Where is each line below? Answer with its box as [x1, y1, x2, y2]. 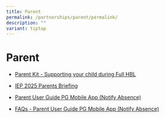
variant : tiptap [6, 25, 46, 32]
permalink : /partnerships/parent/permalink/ [6, 14, 118, 20]
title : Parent [6, 8, 42, 15]
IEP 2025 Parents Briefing [14, 82, 78, 89]
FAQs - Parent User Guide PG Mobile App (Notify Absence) [14, 105, 159, 113]
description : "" [6, 20, 46, 26]
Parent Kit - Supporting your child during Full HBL [14, 71, 137, 78]
